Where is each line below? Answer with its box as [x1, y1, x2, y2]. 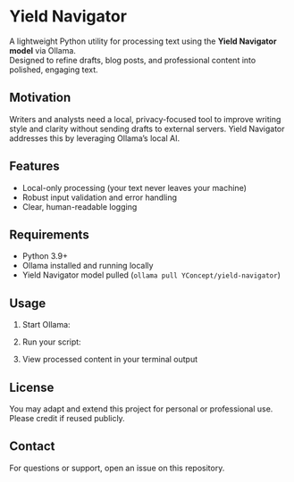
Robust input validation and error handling [21, 192, 177, 203]
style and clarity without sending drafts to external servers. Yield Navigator [9, 123, 285, 134]
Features [9, 159, 60, 174]
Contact [9, 439, 55, 454]
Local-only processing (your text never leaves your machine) [21, 182, 248, 193]
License [9, 379, 55, 395]
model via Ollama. [9, 45, 76, 55]
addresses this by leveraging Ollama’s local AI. [9, 132, 181, 144]
